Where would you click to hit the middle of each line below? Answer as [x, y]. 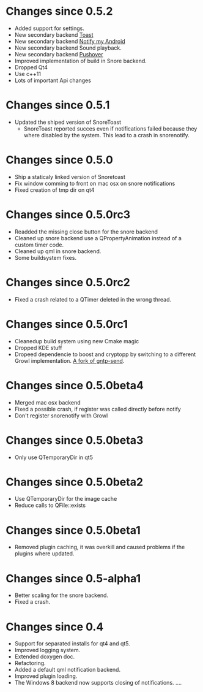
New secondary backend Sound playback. [68, 48]
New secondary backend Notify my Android [70, 41]
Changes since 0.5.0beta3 [75, 440]
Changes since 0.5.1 [58, 105]
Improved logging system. [47, 650]
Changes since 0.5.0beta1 [73, 530]
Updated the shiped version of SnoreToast [68, 122]
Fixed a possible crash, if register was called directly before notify [98, 409]
